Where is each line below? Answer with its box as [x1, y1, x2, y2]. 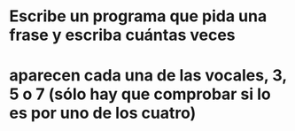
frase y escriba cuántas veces [9, 25, 237, 45]
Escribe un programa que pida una [9, 6, 268, 27]
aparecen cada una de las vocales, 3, [9, 65, 287, 86]
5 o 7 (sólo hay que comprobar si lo [9, 84, 272, 104]
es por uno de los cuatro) [9, 104, 197, 123]
